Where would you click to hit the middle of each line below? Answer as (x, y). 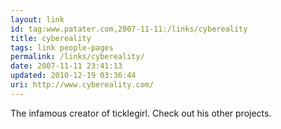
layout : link (37, 19)
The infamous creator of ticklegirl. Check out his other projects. (141, 113)
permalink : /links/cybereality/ (77, 57)
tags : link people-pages (62, 47)
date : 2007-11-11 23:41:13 (66, 66)
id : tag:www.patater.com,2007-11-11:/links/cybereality (129, 29)
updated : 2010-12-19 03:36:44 (73, 76)
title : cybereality (51, 38)
